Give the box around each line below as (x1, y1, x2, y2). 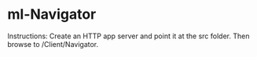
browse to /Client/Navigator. (7, 39, 99, 48)
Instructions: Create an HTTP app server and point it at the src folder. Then (7, 31, 250, 41)
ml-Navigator (7, 5, 97, 23)
